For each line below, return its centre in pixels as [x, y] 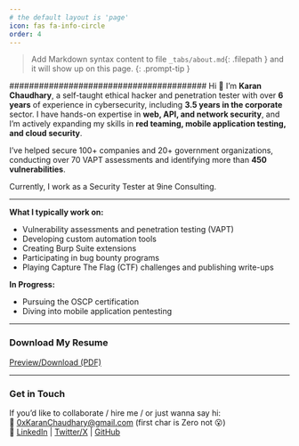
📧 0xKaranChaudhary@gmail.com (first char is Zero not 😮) [117, 422]
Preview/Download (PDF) [56, 362]
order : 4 [25, 34]
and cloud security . [46, 134]
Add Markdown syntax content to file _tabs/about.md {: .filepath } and [158, 60]
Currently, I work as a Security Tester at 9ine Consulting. [113, 187]
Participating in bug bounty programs [91, 258]
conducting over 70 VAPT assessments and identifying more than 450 [138, 160]
